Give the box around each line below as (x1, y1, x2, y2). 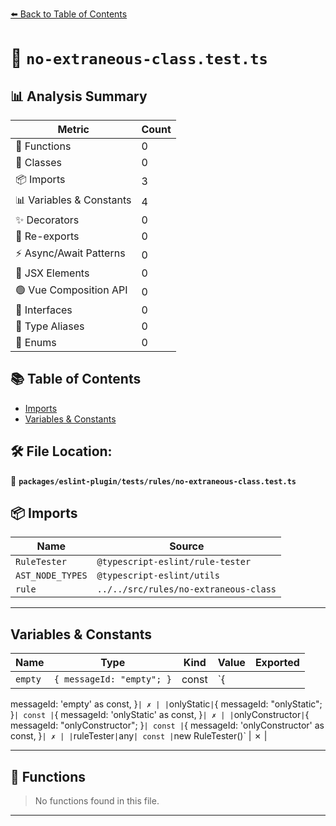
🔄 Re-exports (15, 229, 80, 243)
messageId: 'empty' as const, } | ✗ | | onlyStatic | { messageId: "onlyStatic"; (10, 698, 323, 710)
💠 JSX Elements (15, 266, 90, 280)
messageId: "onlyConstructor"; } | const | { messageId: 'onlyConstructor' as (10, 719, 325, 732)
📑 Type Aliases (15, 319, 85, 333)
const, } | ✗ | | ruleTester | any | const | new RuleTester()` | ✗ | (10, 730, 268, 742)
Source (169, 539, 205, 553)
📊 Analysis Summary (10, 88, 148, 105)
